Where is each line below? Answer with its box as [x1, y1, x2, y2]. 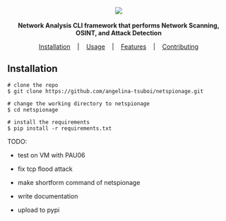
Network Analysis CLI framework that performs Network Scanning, [17, 21, 220, 30]
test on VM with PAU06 [17, 150, 86, 159]
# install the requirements [7, 119, 90, 126]
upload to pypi [17, 205, 60, 214]
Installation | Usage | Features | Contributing [38, 42, 199, 51]
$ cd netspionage [7, 106, 59, 113]
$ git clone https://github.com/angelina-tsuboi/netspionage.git [7, 88, 203, 95]
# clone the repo [7, 81, 59, 88]
